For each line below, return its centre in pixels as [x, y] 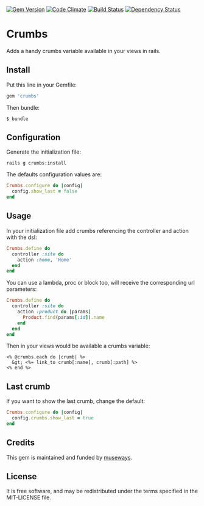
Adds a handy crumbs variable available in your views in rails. [83, 51]
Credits [21, 443]
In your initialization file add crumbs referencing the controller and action [97, 230]
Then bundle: [23, 107]
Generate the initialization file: [44, 152]
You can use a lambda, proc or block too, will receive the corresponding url [100, 283]
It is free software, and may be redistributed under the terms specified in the [102, 491]
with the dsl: [22, 237]
